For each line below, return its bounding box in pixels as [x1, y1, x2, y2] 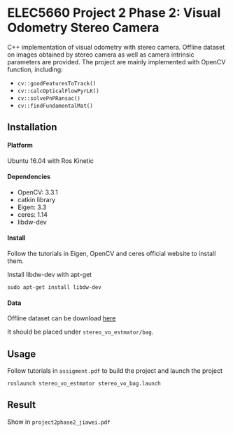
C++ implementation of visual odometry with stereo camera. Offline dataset [7, 43, 225, 51]
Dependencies [7, 173, 51, 181]
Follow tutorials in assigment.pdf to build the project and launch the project [7, 366, 223, 375]
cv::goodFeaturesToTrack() [17, 80, 97, 87]
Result [7, 399, 36, 411]
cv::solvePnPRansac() [17, 94, 80, 102]
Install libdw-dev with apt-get [7, 270, 92, 278]
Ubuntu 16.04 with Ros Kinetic [7, 156, 94, 165]
